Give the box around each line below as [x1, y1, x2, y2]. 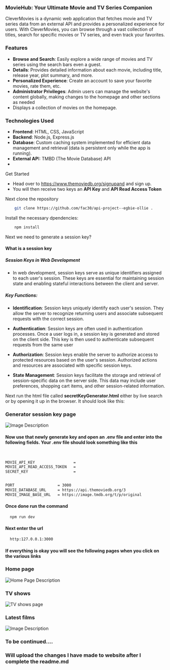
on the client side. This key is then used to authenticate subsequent [12, 336, 154, 342]
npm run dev [10, 514, 36, 519]
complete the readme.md [5, 658, 69, 665]
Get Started [5, 170, 29, 177]
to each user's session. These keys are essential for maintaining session [12, 275, 164, 281]
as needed [12, 99, 35, 105]
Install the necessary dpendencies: [5, 215, 79, 221]
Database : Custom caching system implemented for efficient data [12, 139, 151, 146]
